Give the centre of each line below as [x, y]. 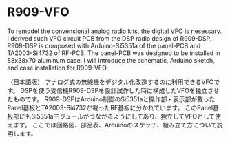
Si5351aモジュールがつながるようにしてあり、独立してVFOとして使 [126, 116]
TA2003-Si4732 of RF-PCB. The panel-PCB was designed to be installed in [114, 53]
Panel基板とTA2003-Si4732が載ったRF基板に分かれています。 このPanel [110, 107]
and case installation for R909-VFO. [58, 68]
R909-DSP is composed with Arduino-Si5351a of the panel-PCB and [104, 45]
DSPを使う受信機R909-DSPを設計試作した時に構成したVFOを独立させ [120, 90]
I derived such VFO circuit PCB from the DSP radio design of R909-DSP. [109, 38]
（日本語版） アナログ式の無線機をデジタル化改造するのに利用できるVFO [111, 82]
